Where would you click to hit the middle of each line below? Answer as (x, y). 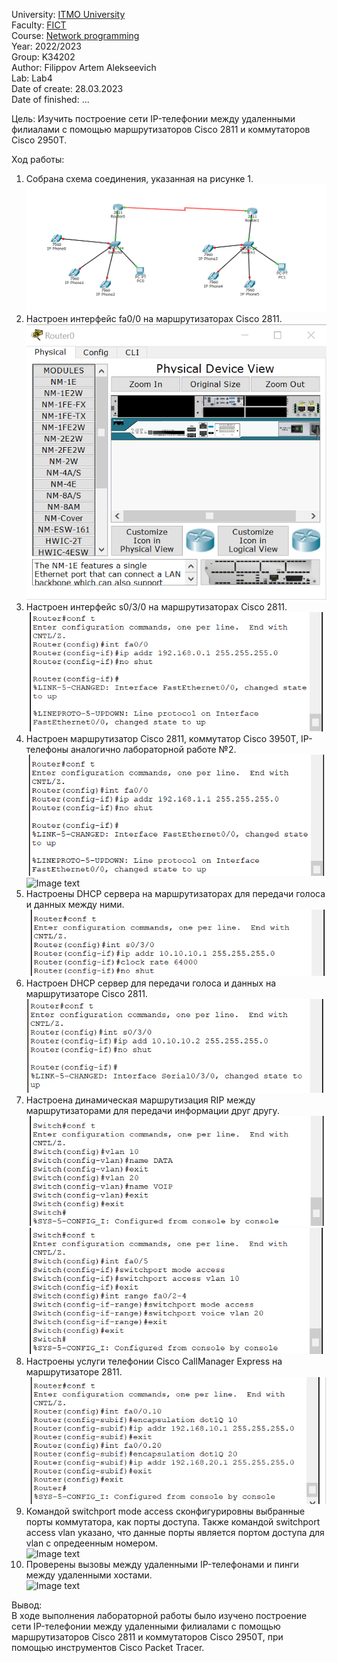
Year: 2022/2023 (46, 46)
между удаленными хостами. (89, 1575)
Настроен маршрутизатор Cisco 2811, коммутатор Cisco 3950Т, (162, 739)
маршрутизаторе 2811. (74, 1371)
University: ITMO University (68, 14)
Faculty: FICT (39, 25)
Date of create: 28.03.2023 (67, 88)
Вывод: (27, 1605)
